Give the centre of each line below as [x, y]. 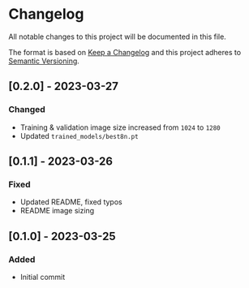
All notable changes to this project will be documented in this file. [118, 37]
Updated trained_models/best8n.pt [79, 135]
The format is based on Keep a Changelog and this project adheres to [125, 52]
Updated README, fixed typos [71, 202]
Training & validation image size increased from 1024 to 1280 [120, 127]
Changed [27, 110]
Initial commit [43, 277]
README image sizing [57, 211]
